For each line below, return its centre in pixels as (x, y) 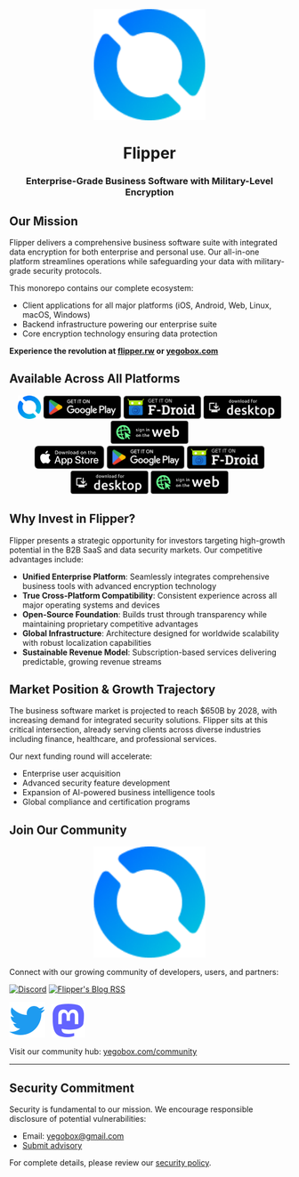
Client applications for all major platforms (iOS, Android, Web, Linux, (147, 305)
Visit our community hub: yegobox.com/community (103, 1052)
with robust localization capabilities (87, 642)
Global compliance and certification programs (106, 802)
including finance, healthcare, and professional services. (113, 739)
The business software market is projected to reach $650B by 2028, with (143, 711)
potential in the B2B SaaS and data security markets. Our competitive (136, 550)
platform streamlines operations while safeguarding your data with (131, 261)
